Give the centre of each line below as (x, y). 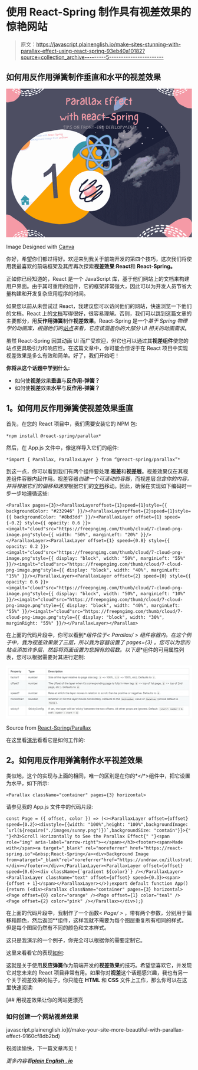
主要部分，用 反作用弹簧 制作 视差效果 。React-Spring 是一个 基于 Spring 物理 (97, 321)
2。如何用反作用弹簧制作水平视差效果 (75, 761)
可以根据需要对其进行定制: (53, 657)
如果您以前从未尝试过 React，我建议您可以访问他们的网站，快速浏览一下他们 (99, 306)
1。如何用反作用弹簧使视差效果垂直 (70, 408)
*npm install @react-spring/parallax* (54, 436)
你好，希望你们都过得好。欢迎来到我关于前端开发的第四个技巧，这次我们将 (96, 259)
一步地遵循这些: (30, 493)
